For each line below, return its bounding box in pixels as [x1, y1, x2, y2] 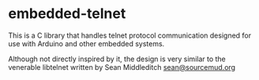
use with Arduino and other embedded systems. [8, 38, 165, 48]
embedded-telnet [8, 5, 126, 23]
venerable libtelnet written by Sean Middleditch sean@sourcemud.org [8, 62, 235, 71]
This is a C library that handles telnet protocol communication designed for [8, 31, 252, 40]
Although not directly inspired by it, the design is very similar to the [8, 54, 227, 64]
